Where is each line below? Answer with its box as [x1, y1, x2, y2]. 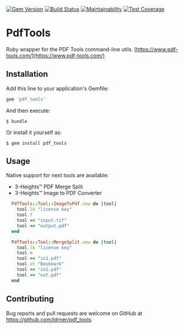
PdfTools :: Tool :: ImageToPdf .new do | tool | [11, 201, 117, 207]
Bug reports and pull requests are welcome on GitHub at [6, 310, 143, 317]
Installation [6, 69, 48, 79]
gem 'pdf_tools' [6, 96, 46, 102]
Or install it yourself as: [6, 129, 62, 136]
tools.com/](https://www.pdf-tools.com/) [6, 52, 105, 59]
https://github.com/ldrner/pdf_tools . [6, 316, 93, 323]
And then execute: [6, 107, 51, 114]
